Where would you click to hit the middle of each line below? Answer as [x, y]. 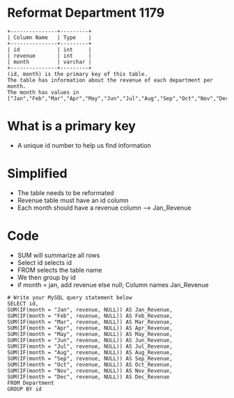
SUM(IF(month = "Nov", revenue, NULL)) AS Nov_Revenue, [90, 371]
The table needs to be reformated [65, 192]
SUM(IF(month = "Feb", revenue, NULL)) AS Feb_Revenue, [90, 316]
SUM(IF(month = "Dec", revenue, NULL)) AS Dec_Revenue [88, 377]
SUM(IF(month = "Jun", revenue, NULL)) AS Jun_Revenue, [90, 340]
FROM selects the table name [60, 270]
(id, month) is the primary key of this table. [78, 74]
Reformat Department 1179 [86, 13]
